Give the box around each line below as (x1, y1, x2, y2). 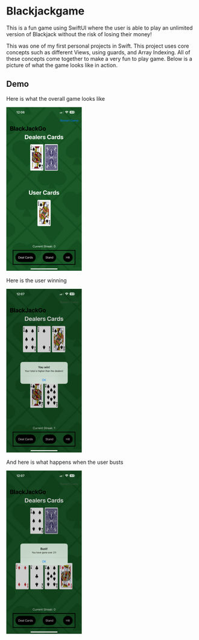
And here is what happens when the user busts (6, 458, 124, 466)
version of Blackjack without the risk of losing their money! (6, 30, 152, 37)
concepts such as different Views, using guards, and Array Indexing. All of (6, 48, 191, 55)
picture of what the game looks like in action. (6, 62, 118, 69)
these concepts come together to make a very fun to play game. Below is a (6, 55, 193, 62)
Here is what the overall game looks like (6, 95, 106, 102)
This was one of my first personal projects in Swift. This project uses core (6, 42, 189, 49)
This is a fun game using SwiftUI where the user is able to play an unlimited (6, 24, 193, 31)
